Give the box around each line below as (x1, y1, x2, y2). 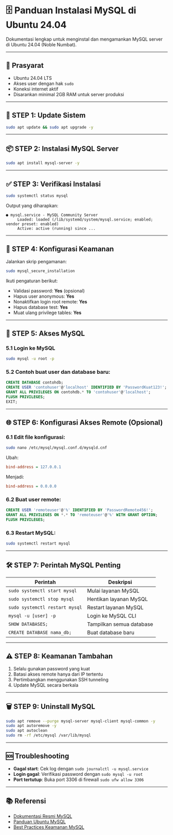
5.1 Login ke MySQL (6, 344, 55, 352)
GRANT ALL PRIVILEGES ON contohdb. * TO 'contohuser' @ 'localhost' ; (6, 390, 151, 395)
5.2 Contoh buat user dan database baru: (6, 368, 111, 375)
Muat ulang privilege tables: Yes (13, 310, 82, 316)
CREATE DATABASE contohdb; (6, 380, 64, 385)
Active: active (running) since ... (17, 226, 96, 231)
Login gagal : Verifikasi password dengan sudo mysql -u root (13, 771, 143, 777)
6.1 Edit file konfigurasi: (6, 433, 66, 441)
